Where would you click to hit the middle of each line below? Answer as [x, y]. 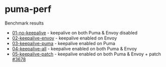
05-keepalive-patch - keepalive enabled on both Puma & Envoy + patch [86, 54]
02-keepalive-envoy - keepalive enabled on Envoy [64, 38]
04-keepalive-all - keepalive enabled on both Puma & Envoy [74, 48]
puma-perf [28, 9]
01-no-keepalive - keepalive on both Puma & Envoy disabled [75, 32]
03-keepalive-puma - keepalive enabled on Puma [64, 43]
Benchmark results [24, 23]
